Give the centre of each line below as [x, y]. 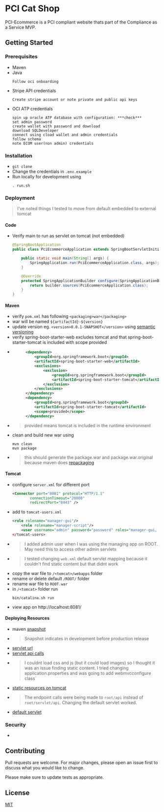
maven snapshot [29, 629]
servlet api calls [28, 653]
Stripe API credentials [34, 91]
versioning [23, 332]
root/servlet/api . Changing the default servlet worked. [81, 703]
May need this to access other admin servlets [70, 549]
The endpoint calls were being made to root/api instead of [84, 697]
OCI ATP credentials [32, 109]
